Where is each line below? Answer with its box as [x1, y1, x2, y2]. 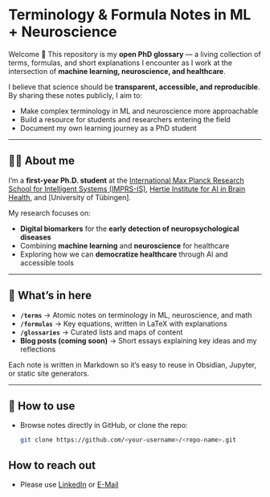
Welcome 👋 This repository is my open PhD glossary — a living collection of [8, 49, 261, 59]
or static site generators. [8, 368, 90, 378]
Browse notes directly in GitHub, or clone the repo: [19, 421, 188, 430]
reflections [19, 344, 56, 354]
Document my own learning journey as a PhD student [19, 123, 197, 133]
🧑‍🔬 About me [8, 154, 75, 168]
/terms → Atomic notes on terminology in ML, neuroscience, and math [19, 310, 252, 319]
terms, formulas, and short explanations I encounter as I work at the [8, 58, 233, 68]
